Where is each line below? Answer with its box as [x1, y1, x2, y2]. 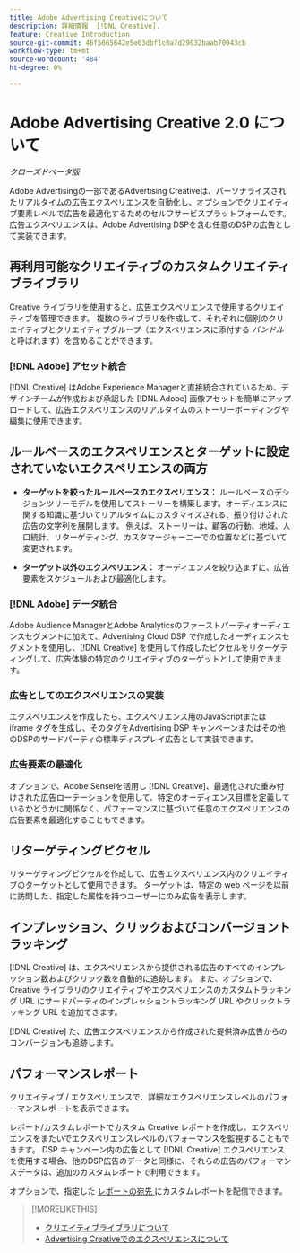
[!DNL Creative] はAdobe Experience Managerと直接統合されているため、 [9, 381, 282, 392]
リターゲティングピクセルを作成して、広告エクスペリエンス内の [9, 868, 244, 880]
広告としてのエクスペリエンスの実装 [9, 688, 164, 701]
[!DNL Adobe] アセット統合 [9, 360, 127, 372]
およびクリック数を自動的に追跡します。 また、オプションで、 [47, 973, 278, 984]
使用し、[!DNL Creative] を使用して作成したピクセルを [47, 643, 249, 653]
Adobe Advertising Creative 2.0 [9, 113, 251, 133]
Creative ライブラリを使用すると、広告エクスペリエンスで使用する [9, 302, 253, 312]
